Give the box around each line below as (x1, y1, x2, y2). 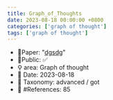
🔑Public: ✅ (17, 56, 49, 64)
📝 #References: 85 (17, 86, 71, 94)
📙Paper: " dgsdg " (17, 48, 66, 57)
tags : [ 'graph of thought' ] (7, 29, 89, 37)
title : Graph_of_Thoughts (7, 10, 82, 17)
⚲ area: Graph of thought (17, 63, 89, 72)
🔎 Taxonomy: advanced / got (17, 78, 100, 86)
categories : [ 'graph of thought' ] (7, 23, 107, 30)
